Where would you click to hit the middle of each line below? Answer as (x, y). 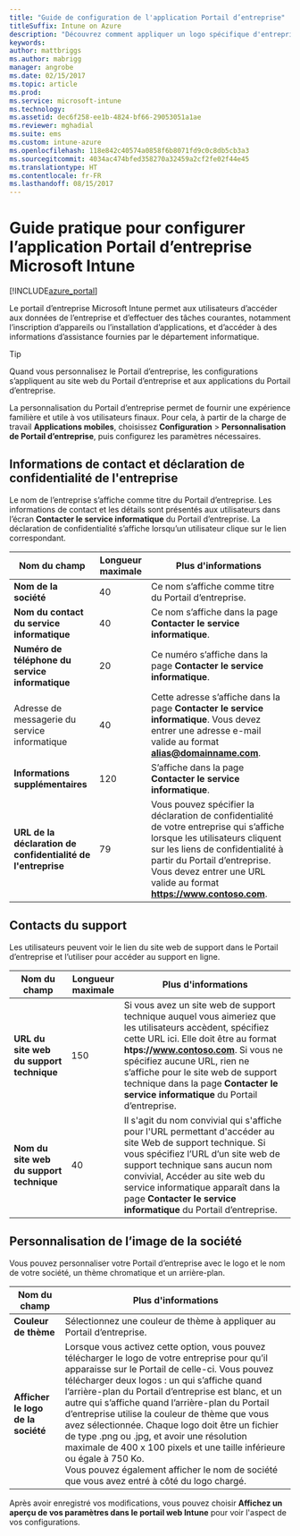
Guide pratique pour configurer (127, 228)
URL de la (34, 832)
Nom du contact (49, 612)
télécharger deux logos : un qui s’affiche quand (163, 1380)
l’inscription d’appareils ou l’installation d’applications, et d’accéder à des (143, 327)
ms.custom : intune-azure (55, 142)
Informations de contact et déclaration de (127, 465)
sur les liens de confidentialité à (217, 849)
